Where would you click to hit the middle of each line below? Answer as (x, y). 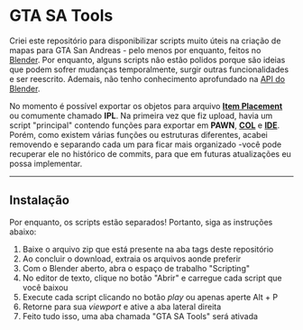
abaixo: (23, 232)
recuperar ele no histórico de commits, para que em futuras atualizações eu (150, 153)
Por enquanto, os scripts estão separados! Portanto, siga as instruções (141, 222)
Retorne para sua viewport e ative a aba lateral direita (122, 307)
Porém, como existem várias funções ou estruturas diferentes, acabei (138, 134)
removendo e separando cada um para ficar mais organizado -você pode (146, 144)
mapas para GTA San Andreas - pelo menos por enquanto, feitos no (135, 50)
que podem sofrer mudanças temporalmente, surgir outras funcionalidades (149, 69)
